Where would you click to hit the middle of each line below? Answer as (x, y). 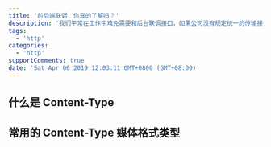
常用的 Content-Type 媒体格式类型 (94, 132)
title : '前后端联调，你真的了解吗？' (64, 16)
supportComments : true (46, 61)
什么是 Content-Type (61, 102)
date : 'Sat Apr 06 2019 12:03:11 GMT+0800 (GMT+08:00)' (104, 68)
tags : (17, 31)
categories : (28, 46)
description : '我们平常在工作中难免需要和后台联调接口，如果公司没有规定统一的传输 (133, 23)
